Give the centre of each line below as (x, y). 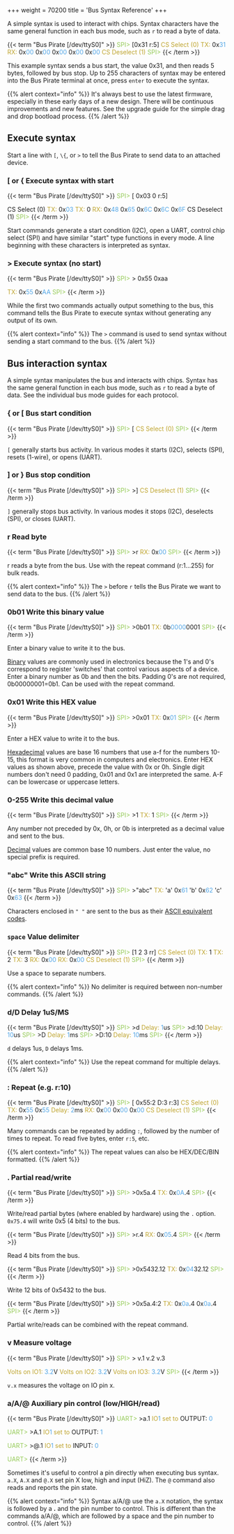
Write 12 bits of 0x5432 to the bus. (57, 1290)
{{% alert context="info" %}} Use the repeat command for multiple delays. (114, 1061)
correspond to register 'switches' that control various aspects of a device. (113, 669)
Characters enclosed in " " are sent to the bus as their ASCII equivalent (110, 911)
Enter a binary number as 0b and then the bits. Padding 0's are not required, (117, 677)
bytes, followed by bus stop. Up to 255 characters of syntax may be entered (116, 73)
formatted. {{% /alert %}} (44, 1159)
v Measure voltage (39, 1343)
